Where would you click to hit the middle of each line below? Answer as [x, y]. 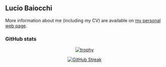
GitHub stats [21, 39]
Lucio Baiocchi [29, 8]
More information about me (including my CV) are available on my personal [83, 20]
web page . [16, 26]
